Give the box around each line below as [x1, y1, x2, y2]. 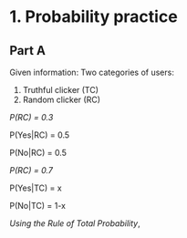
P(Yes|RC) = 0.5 [9, 129, 70, 140]
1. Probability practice [9, 6, 178, 27]
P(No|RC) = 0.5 [9, 148, 67, 158]
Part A [9, 43, 46, 58]
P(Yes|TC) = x [9, 182, 62, 193]
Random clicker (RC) [22, 94, 101, 105]
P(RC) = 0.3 [9, 112, 54, 122]
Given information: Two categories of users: [9, 67, 175, 78]
